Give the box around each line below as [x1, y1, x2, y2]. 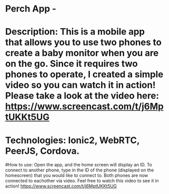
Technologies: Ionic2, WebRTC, [5, 134, 140, 146]
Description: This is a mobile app [5, 26, 145, 38]
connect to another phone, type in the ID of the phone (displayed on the [5, 167, 154, 173]
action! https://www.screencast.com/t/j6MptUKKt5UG [5, 183, 117, 189]
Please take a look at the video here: [5, 90, 159, 102]
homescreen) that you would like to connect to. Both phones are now [5, 172, 148, 178]
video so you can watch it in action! [5, 79, 156, 91]
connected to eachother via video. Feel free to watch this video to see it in [5, 178, 159, 184]
